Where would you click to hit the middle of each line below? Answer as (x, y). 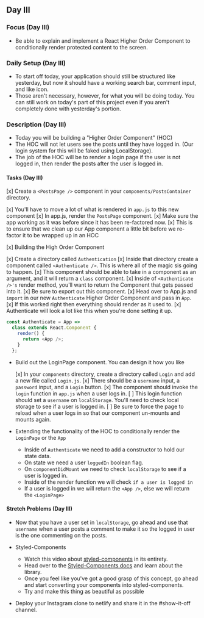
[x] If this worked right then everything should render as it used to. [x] (94, 304)
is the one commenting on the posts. (61, 535)
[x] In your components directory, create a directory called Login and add (105, 374)
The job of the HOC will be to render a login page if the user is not (98, 157)
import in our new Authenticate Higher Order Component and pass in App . (99, 298)
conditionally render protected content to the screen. (81, 47)
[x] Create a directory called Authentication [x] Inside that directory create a (102, 259)
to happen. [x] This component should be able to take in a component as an (101, 272)
